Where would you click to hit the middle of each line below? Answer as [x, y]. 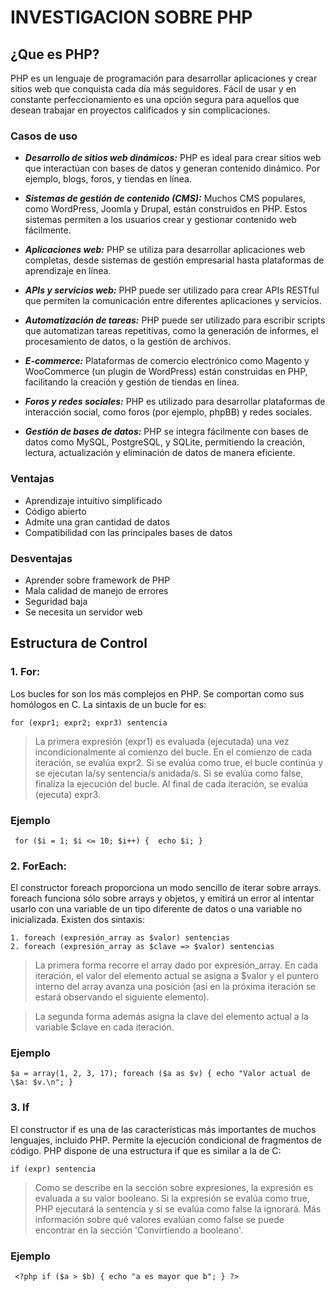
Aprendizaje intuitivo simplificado [93, 500]
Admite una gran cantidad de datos [97, 522]
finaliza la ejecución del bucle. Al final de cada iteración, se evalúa [171, 783]
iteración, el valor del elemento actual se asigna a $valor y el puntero [176, 976]
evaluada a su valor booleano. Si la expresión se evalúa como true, [172, 1198]
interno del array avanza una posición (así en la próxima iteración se [175, 987]
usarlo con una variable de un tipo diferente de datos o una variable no [156, 909]
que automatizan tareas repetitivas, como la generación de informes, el [171, 331]
